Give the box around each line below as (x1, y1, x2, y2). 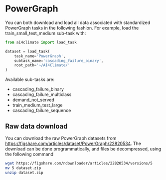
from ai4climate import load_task (5, 39, 77, 45)
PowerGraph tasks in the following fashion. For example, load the (5, 24, 139, 30)
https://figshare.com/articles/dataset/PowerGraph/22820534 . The (5, 140, 141, 146)
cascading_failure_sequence (12, 107, 71, 113)
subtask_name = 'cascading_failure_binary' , (14, 58, 104, 63)
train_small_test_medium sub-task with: (5, 30, 86, 36)
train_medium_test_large (12, 102, 63, 108)
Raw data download (5, 122, 68, 130)
